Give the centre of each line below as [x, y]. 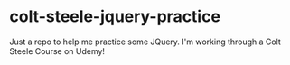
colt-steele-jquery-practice [115, 17]
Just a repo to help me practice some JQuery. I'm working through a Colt [145, 42]
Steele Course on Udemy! [57, 51]
